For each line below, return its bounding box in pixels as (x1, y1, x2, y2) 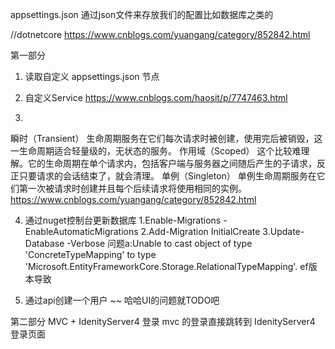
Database (24, 238, 65, 249)
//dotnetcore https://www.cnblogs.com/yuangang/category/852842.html (10, 29, 311, 40)
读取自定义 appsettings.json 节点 (24, 71, 160, 82)
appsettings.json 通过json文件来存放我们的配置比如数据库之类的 (10, 9, 274, 20)
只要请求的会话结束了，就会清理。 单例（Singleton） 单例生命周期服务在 (18, 170, 317, 182)
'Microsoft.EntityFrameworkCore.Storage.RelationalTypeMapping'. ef (24, 261, 309, 272)
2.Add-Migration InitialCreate (140, 226, 261, 237)
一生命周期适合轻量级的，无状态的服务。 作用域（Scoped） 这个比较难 (10, 145, 302, 157)
